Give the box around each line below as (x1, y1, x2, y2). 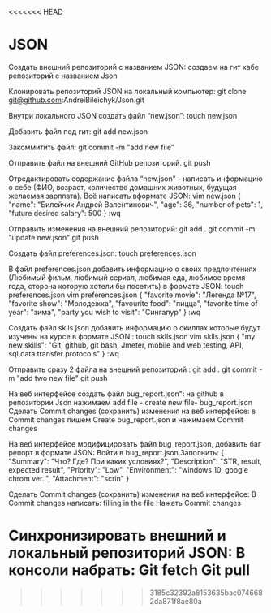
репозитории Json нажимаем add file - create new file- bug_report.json (8, 397, 253, 407)
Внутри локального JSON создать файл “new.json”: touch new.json (8, 110, 238, 120)
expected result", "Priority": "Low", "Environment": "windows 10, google (8, 464, 249, 474)
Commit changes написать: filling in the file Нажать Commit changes (8, 498, 242, 507)
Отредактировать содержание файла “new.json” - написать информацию (8, 174, 263, 183)
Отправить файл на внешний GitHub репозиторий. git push (8, 158, 211, 167)
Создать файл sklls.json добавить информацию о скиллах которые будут (8, 322, 261, 332)
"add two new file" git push (16, 373, 108, 382)
